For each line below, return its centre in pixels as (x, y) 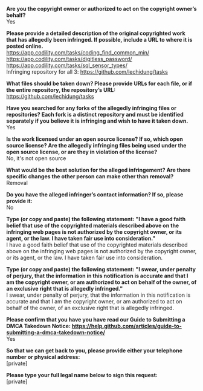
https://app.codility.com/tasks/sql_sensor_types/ (67, 65)
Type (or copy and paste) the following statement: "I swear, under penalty (101, 269)
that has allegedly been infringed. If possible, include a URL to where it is (99, 40)
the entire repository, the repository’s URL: (61, 90)
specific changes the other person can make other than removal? (90, 176)
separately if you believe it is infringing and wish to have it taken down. (97, 121)
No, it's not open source (36, 158)
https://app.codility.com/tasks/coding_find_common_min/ (78, 53)
